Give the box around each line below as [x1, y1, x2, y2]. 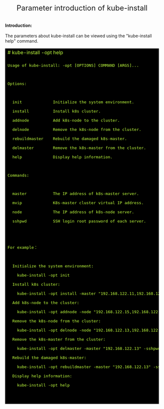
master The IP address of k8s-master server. [12, 191, 139, 196]
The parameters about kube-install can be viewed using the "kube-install [5, 33, 152, 39]
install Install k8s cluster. [12, 108, 101, 114]
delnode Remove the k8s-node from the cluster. [12, 127, 142, 132]
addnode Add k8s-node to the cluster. [12, 118, 120, 123]
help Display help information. [12, 154, 113, 159]
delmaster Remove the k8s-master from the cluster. [12, 145, 146, 151]
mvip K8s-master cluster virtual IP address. [12, 200, 144, 205]
